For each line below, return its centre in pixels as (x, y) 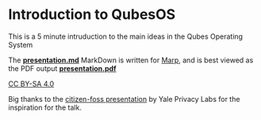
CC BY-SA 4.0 (31, 84)
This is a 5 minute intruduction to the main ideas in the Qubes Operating (126, 36)
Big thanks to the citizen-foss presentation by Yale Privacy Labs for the (124, 99)
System (21, 44)
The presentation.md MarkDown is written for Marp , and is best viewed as (131, 60)
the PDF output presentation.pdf (62, 68)
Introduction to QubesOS (92, 15)
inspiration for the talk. (45, 107)
